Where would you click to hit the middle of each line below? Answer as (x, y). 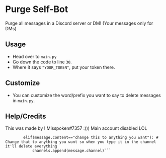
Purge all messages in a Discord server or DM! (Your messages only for (79, 23)
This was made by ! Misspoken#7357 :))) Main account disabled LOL (76, 128)
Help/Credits (26, 116)
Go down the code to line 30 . (42, 62)
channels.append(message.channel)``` (72, 151)
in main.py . (24, 100)
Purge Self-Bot (37, 9)
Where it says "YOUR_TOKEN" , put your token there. (64, 67)
